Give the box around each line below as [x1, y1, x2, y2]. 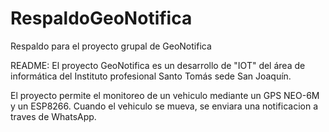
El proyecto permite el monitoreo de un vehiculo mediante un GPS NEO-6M [10, 89, 320, 101]
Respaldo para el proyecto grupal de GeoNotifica [10, 40, 212, 52]
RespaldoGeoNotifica [10, 7, 193, 30]
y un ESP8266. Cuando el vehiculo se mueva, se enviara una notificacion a [10, 100, 319, 112]
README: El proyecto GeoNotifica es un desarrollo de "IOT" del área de [10, 59, 306, 71]
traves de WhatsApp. [10, 110, 97, 122]
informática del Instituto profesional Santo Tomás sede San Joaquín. [10, 70, 292, 82]
